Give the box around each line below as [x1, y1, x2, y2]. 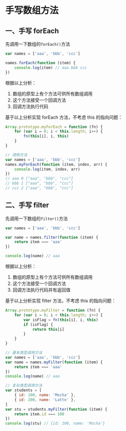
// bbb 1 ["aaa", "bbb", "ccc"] [5, 181, 73, 186]
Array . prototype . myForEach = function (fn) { [5, 124, 103, 129]
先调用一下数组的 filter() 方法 [5, 215, 68, 222]
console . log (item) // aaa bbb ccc [14, 65, 87, 70]
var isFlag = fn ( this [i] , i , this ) [23, 317, 99, 322]
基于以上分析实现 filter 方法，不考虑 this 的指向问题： [5, 298, 116, 304]
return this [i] [32, 327, 65, 332]
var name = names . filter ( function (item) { [5, 235, 99, 240]
